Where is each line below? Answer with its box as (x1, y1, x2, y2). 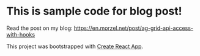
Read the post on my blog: (6, 24, 73, 32)
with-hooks (6, 30, 35, 38)
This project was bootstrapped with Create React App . (6, 43, 144, 50)
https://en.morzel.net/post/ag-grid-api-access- (73, 24, 194, 32)
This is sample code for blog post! (6, 4, 182, 18)
